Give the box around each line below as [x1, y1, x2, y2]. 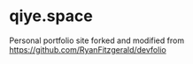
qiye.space [9, 6, 93, 26]
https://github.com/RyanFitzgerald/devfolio [9, 44, 166, 54]
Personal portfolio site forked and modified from [9, 35, 184, 46]
